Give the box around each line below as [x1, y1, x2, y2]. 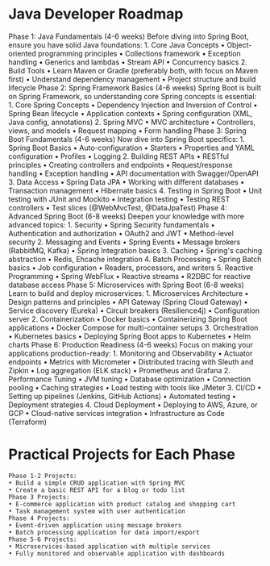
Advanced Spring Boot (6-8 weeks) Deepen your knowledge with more [8, 211, 244, 221]
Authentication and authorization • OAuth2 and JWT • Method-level [8, 228, 234, 238]
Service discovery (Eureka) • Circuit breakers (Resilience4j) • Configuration [8, 306, 260, 315]
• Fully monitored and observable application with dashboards [8, 549, 226, 557]
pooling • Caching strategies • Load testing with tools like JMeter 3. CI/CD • [8, 382, 262, 392]
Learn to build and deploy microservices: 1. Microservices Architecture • [8, 288, 249, 298]
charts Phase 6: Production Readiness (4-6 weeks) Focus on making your [8, 339, 254, 349]
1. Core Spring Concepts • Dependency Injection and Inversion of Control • [8, 100, 258, 110]
